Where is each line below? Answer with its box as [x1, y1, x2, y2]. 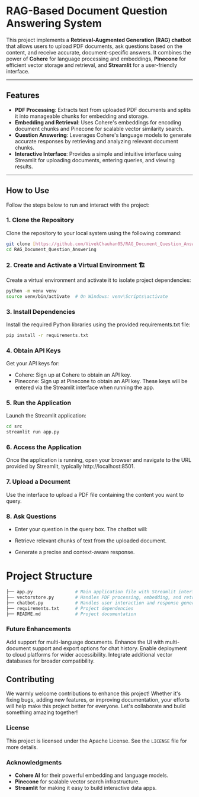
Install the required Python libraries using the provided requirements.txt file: [6, 321, 191, 328]
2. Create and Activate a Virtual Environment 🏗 [6, 261, 146, 269]
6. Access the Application [6, 443, 82, 451]
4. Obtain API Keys [6, 346, 61, 355]
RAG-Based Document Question [6, 4, 168, 18]
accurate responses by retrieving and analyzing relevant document [14, 137, 179, 144]
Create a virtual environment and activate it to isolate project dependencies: [6, 277, 191, 284]
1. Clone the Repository [6, 216, 74, 224]
